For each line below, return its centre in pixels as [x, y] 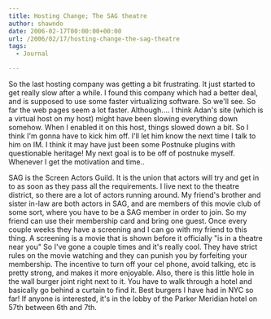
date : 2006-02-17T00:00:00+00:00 [65, 31]
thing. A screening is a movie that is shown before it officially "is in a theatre [135, 238]
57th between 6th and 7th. [53, 307]
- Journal [32, 54]
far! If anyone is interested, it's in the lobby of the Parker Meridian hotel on [133, 299]
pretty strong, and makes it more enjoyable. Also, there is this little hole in [131, 273]
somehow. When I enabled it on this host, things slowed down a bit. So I [129, 127]
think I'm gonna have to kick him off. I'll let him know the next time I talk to [132, 136]
